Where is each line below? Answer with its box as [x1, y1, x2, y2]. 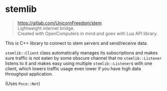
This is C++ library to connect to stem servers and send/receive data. [5, 40, 148, 46]
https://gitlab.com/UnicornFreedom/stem [17, 20, 102, 26]
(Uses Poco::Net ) [5, 81, 40, 87]
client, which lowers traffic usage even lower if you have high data [5, 66, 141, 72]
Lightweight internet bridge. [17, 25, 75, 31]
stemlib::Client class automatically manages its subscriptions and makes [5, 50, 158, 56]
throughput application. [5, 71, 53, 77]
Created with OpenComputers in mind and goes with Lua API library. [17, 30, 158, 36]
